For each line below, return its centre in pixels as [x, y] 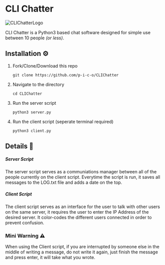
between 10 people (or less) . [35, 38]
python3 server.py [32, 112]
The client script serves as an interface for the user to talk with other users [82, 207]
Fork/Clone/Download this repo [45, 65]
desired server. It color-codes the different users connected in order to [78, 218]
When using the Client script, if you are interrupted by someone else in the [82, 247]
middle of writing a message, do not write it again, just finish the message [82, 252]
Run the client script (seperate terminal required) [63, 121]
